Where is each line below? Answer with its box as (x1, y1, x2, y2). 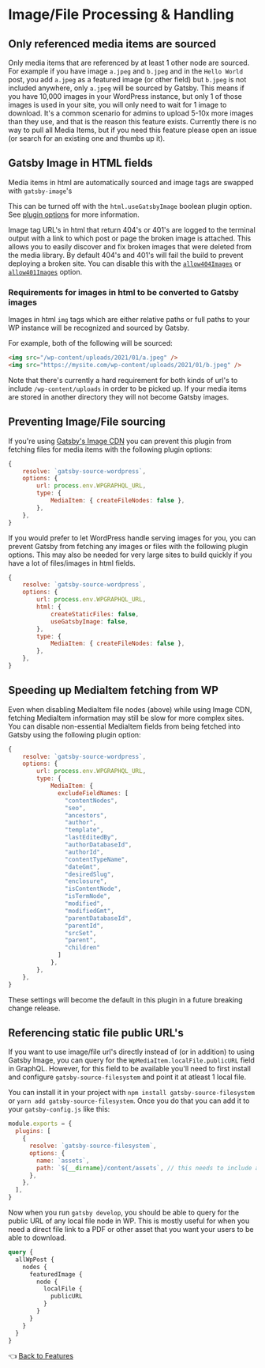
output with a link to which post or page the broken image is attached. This (8, 233, 252, 243)
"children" (64, 944, 101, 952)
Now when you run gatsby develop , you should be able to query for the (8, 1208, 239, 1218)
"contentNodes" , (64, 797, 118, 805)
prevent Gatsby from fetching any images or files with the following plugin (8, 541, 248, 551)
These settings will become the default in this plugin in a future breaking (8, 995, 243, 1004)
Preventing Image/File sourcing (8, 415, 166, 429)
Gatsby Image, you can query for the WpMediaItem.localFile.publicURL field (8, 1055, 255, 1065)
